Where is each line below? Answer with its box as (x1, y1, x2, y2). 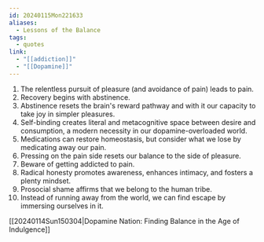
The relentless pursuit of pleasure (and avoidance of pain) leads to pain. (20, 84, 255, 93)
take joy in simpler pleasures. (20, 109, 115, 119)
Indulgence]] (9, 225, 50, 234)
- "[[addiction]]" (16, 56, 77, 64)
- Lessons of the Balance (16, 26, 101, 34)
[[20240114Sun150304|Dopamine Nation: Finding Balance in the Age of (9, 216, 240, 225)
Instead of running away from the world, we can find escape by (20, 192, 226, 202)
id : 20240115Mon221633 (9, 11, 83, 20)
